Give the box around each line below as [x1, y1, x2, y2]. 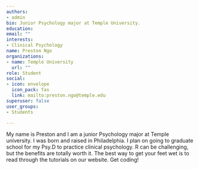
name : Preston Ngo [6, 48, 52, 54]
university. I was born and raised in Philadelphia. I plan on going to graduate [6, 137, 194, 144]
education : [6, 25, 34, 32]
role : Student [6, 70, 42, 76]
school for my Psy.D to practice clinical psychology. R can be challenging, [6, 143, 189, 150]
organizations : [6, 53, 44, 59]
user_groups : [6, 103, 39, 110]
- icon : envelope [6, 82, 50, 87]
